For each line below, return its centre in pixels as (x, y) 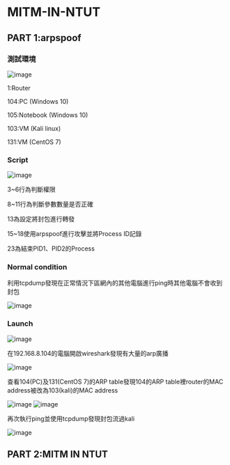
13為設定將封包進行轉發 (41, 219)
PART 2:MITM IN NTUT (58, 454)
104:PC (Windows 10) (38, 101)
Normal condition (37, 267)
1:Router (19, 88)
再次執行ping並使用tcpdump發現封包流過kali (71, 418)
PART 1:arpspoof (44, 38)
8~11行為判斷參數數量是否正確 (51, 204)
